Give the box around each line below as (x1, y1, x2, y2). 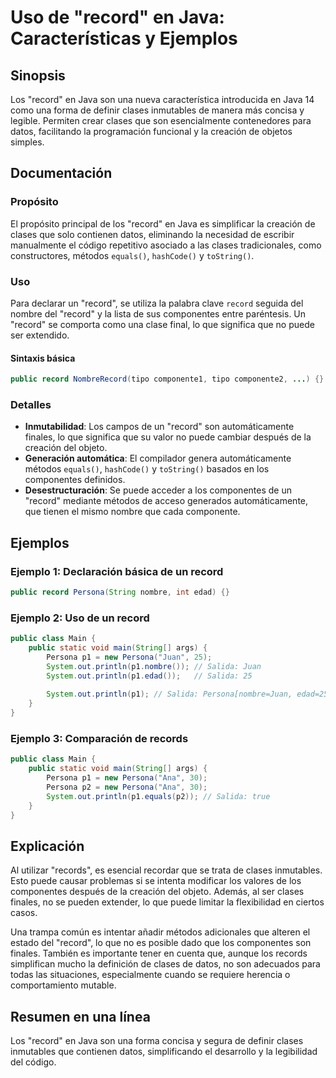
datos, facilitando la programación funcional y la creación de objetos (10, 126, 293, 137)
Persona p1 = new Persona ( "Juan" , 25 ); (46, 652, 213, 662)
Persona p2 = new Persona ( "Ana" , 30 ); (46, 782, 208, 793)
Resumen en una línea (10, 1008, 151, 1025)
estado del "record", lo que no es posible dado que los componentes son (10, 937, 312, 949)
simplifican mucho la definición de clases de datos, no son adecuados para (10, 958, 321, 970)
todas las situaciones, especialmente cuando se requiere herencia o (10, 969, 291, 981)
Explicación (10, 837, 85, 855)
